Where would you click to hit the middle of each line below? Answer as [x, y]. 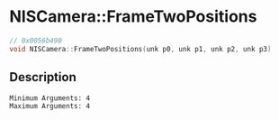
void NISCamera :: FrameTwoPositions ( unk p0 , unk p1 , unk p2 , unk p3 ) [140, 49]
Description [43, 77]
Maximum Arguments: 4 [50, 106]
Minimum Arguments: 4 [50, 98]
